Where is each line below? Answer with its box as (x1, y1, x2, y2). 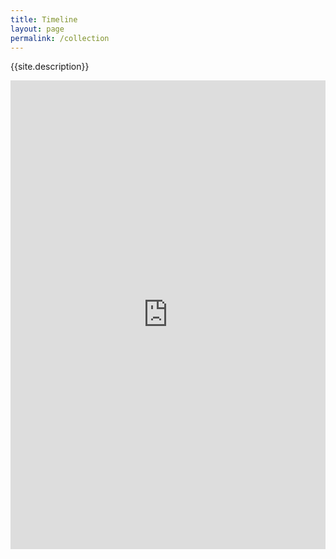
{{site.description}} (10, 61, 90, 73)
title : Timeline (10, 14, 78, 25)
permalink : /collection (10, 33, 110, 43)
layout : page (10, 24, 65, 34)
